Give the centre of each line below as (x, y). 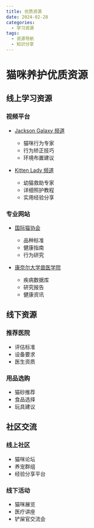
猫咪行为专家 (39, 143)
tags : (13, 33)
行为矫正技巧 (39, 150)
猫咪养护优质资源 (47, 75)
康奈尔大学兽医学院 (38, 268)
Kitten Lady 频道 (34, 170)
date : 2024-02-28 (27, 17)
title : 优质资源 (24, 11)
